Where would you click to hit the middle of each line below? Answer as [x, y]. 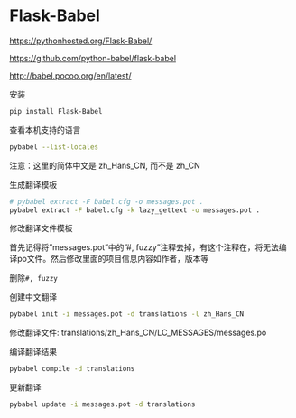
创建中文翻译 [33, 297]
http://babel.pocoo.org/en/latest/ [71, 75]
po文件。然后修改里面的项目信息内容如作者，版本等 [113, 259]
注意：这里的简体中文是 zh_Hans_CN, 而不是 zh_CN [105, 165]
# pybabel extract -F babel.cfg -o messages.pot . [106, 201]
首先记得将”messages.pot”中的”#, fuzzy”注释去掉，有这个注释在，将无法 [144, 247]
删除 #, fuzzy [34, 278]
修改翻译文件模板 [41, 228]
